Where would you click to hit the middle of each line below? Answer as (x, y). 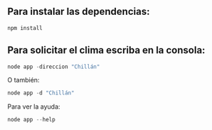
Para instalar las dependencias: (79, 12)
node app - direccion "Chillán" (54, 67)
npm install (25, 28)
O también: (23, 80)
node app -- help (31, 120)
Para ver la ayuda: (34, 107)
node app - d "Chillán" (41, 93)
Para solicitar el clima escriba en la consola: (106, 50)
